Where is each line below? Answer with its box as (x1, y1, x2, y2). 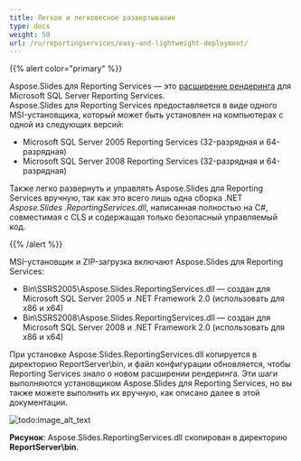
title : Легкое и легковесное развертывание (9, 13, 176, 23)
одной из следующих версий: (9, 119, 124, 130)
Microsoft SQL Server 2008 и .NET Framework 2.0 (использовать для (22, 322, 286, 333)
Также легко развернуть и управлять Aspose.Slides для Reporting (9, 183, 264, 194)
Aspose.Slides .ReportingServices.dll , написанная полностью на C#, (9, 202, 268, 213)
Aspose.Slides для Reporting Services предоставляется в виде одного (9, 100, 277, 111)
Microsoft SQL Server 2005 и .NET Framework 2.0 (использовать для (22, 293, 285, 304)
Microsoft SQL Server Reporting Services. (9, 90, 165, 101)
